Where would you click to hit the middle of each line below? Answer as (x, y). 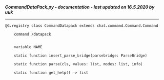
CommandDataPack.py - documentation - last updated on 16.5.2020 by (80, 7)
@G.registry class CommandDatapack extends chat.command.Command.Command (82, 26)
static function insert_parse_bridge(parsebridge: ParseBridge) (81, 56)
